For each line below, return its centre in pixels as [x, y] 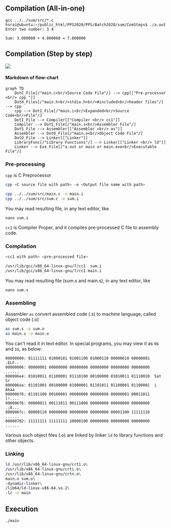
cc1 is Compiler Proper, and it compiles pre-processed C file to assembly [82, 227]
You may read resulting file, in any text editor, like [57, 208]
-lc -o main [18, 493]
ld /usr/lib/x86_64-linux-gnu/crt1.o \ [47, 464]
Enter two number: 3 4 [29, 29]
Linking [15, 454]
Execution [22, 509]
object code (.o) [22, 319]
